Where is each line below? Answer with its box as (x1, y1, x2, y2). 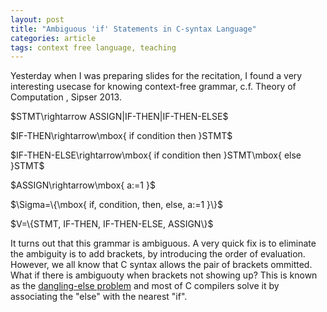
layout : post (10, 14, 65, 25)
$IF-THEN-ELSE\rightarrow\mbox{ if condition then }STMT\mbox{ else (10, 149, 302, 161)
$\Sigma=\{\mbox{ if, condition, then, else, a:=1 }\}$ (10, 199, 224, 211)
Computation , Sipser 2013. (10, 91, 122, 103)
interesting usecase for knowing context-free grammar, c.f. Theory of (10, 81, 297, 93)
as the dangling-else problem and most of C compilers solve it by (10, 280, 280, 292)
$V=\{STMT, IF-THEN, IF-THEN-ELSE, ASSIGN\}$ (10, 218, 214, 230)
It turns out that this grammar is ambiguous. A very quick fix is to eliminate (10, 237, 317, 250)
